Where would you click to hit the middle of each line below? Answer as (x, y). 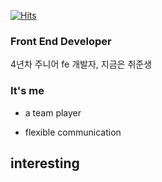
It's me (27, 91)
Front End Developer (61, 41)
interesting (45, 163)
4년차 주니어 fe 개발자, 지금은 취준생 (81, 64)
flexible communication (73, 132)
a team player (53, 112)
